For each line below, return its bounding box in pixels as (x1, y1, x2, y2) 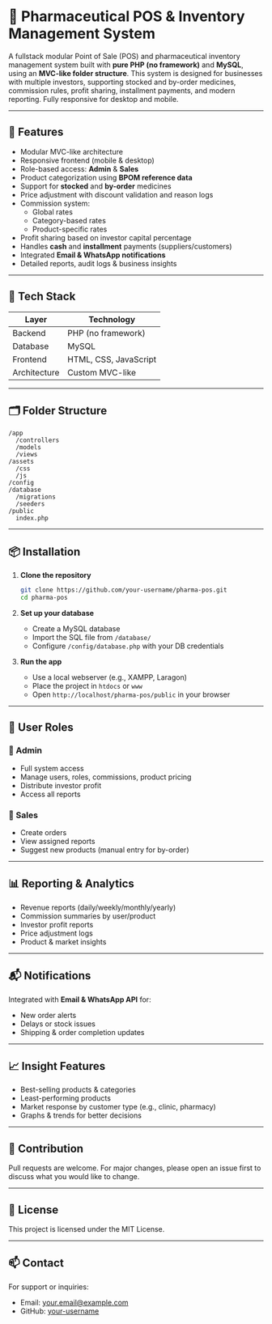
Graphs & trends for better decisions (19, 1110, 142, 1120)
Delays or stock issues (19, 1019, 96, 1029)
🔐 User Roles (8, 720, 74, 735)
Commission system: (19, 198, 91, 208)
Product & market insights (19, 936, 107, 946)
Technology (88, 313, 136, 325)
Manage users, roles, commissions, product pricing (19, 772, 192, 782)
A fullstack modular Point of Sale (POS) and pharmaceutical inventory (8, 51, 240, 61)
